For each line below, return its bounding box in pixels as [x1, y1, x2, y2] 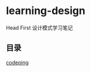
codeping [6, 59, 29, 66]
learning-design [6, 4, 86, 18]
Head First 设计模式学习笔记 [6, 24, 73, 31]
